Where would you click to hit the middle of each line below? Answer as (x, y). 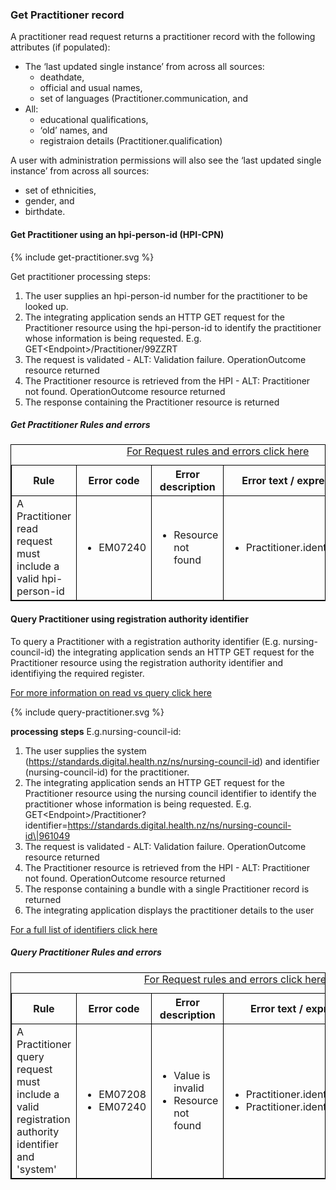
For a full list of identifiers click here (84, 929)
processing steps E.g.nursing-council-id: (96, 731)
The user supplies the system (85, 750)
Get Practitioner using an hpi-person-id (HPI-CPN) (117, 234)
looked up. (46, 306)
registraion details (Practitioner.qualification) (131, 141)
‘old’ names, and (73, 130)
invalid (189, 1088)
